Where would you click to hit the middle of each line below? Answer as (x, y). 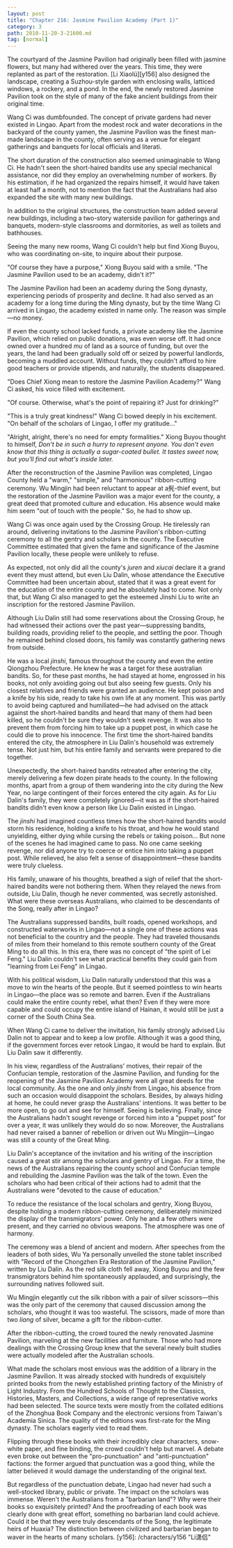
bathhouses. (25, 233)
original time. (26, 104)
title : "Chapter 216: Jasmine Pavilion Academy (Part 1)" (93, 20)
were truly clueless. (35, 866)
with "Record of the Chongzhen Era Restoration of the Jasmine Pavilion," (111, 1262)
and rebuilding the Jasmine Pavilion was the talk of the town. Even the (107, 1176)
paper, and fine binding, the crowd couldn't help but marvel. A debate (124, 1449)
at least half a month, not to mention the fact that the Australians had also (112, 190)
